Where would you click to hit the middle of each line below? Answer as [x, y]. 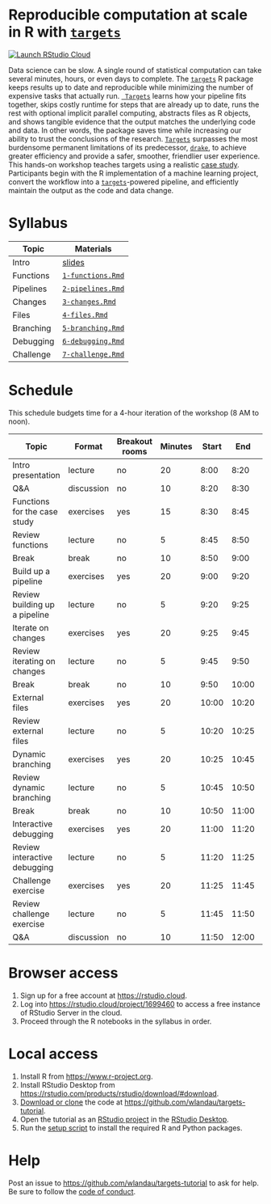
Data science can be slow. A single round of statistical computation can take [135, 70]
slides [73, 262]
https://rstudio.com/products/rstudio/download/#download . [119, 1093]
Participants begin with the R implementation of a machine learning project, [133, 173]
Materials [93, 248]
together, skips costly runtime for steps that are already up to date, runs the [134, 104]
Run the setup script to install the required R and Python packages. [131, 1128]
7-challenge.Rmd [93, 354]
